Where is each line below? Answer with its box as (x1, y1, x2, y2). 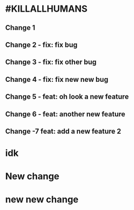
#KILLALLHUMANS (5, 3, 88, 15)
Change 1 (5, 23, 36, 32)
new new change (5, 194, 79, 205)
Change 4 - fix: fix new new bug (5, 75, 109, 84)
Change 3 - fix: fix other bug (5, 58, 97, 67)
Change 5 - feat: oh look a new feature (5, 93, 129, 101)
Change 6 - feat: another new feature (5, 110, 125, 118)
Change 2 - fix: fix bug (5, 40, 78, 49)
